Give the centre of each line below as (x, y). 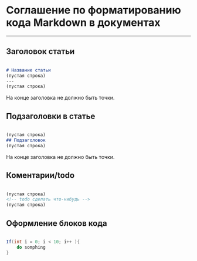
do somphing (31, 247)
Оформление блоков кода (57, 223)
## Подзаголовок (26, 140)
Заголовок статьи (40, 51)
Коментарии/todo (40, 176)
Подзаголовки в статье (51, 116)
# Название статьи (28, 70)
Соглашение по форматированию (94, 10)
